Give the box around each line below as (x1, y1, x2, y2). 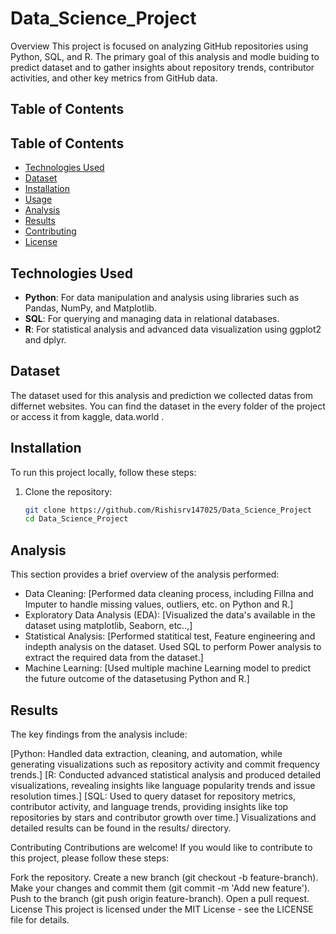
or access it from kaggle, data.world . (10, 410, 165, 422)
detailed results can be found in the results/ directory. (10, 822, 232, 834)
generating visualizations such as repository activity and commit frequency (10, 758, 320, 770)
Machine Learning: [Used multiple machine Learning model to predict (24, 662, 312, 674)
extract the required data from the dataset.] (24, 652, 204, 664)
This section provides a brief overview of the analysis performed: (10, 568, 280, 581)
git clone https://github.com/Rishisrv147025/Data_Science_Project (24, 505, 312, 515)
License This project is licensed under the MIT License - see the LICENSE (10, 903, 314, 915)
